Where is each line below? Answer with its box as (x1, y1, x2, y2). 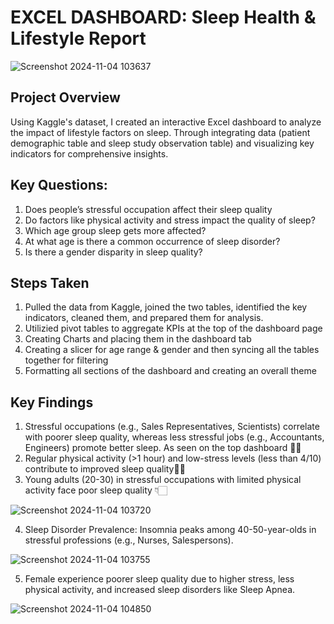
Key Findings (10, 394, 94, 411)
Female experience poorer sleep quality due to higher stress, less (24, 573, 295, 585)
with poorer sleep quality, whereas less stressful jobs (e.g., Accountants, (24, 431, 325, 443)
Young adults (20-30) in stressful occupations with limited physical (24, 474, 302, 486)
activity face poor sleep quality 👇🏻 (24, 484, 168, 496)
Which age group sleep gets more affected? (24, 224, 207, 236)
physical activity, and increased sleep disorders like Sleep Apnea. (24, 584, 296, 596)
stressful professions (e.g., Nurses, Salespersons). (24, 534, 234, 546)
